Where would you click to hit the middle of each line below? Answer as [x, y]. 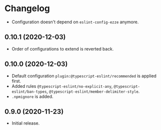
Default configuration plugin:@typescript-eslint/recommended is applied [84, 76]
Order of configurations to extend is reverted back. [63, 49]
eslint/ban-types [29, 92]
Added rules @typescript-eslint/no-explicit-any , [62, 86]
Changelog [27, 8]
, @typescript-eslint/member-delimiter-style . [93, 91]
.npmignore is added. [32, 96]
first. [16, 81]
